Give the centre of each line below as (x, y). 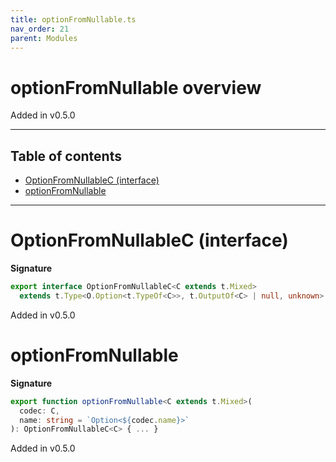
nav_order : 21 (40, 29)
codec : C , (39, 411)
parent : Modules (44, 38)
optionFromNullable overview (136, 87)
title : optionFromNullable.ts (73, 19)
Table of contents (66, 156)
